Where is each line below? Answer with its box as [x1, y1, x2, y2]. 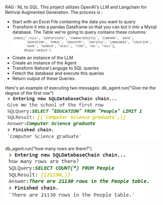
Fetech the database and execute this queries [12, 70, 104, 76]
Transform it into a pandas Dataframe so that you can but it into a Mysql [12, 24, 157, 30]
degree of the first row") [5, 90, 54, 96]
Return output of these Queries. [12, 75, 76, 81]
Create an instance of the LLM [12, 55, 73, 61]
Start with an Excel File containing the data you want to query [12, 19, 136, 24]
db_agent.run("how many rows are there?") [5, 145, 92, 151]
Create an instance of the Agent [12, 60, 77, 65]
